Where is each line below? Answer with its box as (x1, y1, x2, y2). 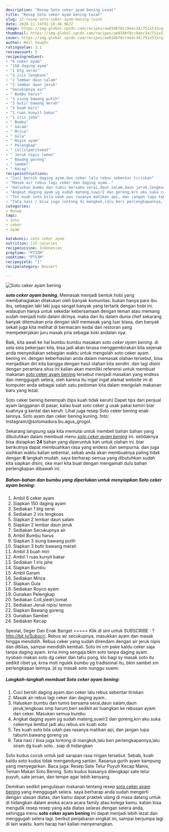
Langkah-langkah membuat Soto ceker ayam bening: (6, 677, 120, 683)
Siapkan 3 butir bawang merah (13, 543, 77, 549)
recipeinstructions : (6, 171, 49, 176)
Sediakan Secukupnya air (13, 527, 66, 533)
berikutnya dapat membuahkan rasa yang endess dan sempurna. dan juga (6, 444, 159, 450)
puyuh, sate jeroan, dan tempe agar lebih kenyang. (6, 774, 111, 780)
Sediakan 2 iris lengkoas (13, 511, 64, 517)
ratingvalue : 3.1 (6, 45, 42, 50)
